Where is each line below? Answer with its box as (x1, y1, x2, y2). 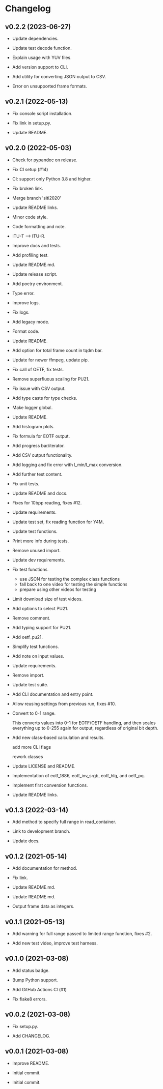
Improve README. (12, 1060, 50, 1066)
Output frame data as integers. (12, 903, 75, 910)
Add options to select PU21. (12, 605, 69, 611)
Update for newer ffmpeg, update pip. (12, 357, 89, 363)
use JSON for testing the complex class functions (19, 576, 120, 582)
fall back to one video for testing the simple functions (19, 581, 128, 587)
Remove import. (12, 672, 45, 678)
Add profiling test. (12, 252, 49, 258)
